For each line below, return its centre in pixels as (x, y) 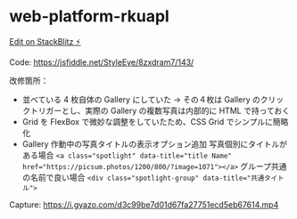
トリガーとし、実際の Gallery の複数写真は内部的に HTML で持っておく (160, 110)
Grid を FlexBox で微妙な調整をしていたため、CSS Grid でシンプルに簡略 (155, 121)
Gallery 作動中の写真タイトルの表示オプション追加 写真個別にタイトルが (155, 143)
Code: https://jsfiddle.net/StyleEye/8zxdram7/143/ (102, 62)
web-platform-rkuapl (89, 16)
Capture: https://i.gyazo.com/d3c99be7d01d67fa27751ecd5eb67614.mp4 (144, 204)
